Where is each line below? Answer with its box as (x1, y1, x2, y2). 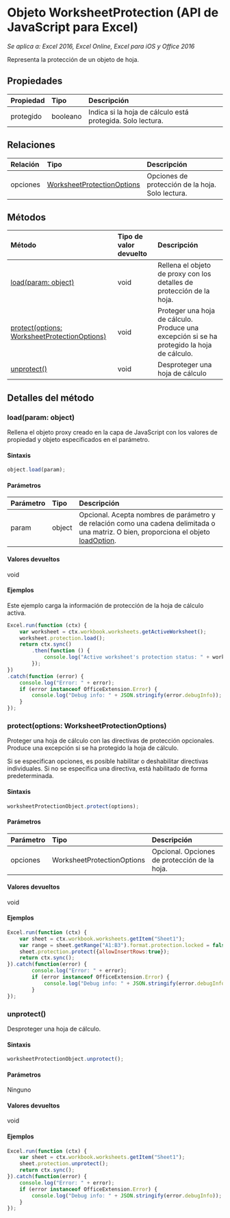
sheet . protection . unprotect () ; (19, 1160, 109, 1167)
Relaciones (7, 139, 56, 151)
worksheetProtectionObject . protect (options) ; (7, 803, 139, 810)
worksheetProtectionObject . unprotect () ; (7, 1055, 125, 1063)
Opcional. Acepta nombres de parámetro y (78, 510, 216, 519)
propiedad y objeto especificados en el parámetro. (7, 436, 150, 444)
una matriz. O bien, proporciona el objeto (78, 527, 210, 537)
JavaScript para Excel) (7, 19, 138, 35)
